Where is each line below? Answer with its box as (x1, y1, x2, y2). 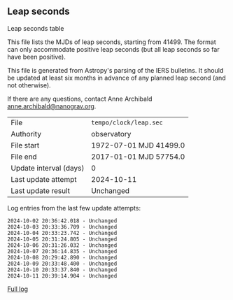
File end (10, 152, 37, 162)
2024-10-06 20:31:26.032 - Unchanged (7, 241, 118, 249)
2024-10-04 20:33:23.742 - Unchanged (7, 229, 118, 236)
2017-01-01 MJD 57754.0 (90, 152, 185, 162)
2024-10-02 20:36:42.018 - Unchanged (7, 217, 118, 224)
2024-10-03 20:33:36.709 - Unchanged (7, 223, 118, 230)
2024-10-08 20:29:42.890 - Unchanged (7, 254, 118, 261)
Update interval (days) (10, 163, 85, 173)
